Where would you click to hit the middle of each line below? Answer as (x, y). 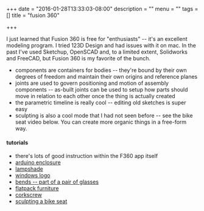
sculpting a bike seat (41, 201)
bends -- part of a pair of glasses (57, 182)
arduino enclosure (38, 163)
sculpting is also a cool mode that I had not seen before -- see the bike (104, 116)
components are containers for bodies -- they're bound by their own (101, 70)
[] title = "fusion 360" (33, 15)
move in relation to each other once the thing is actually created (95, 96)
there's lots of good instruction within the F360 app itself (86, 156)
